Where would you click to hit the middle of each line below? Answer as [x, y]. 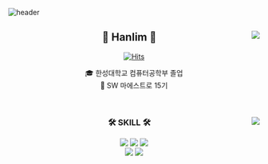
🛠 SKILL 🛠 [129, 122]
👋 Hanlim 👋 [129, 37]
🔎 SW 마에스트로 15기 [134, 85]
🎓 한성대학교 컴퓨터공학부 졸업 [134, 72]
